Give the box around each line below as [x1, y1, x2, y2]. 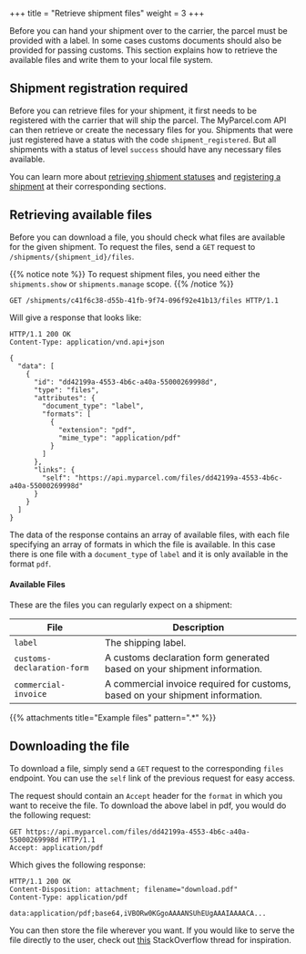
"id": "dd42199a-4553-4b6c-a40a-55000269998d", [33, 378, 219, 387]
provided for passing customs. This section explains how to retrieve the [9, 45, 278, 56]
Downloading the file [9, 739, 130, 754]
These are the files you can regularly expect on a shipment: [9, 599, 232, 610]
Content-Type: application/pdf [9, 893, 128, 902]
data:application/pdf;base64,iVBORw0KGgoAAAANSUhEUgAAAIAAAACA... [9, 908, 267, 918]
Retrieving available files [9, 207, 153, 223]
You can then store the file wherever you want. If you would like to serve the [9, 925, 295, 936]
